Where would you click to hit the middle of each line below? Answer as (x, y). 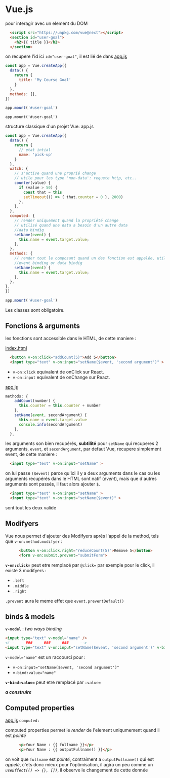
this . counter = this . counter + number (59, 406)
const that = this (43, 192)
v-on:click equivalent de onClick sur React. (58, 372)
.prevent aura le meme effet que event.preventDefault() (65, 601)
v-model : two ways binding (34, 629)
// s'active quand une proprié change (55, 173)
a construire (18, 692)
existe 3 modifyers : (26, 570)
